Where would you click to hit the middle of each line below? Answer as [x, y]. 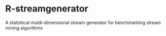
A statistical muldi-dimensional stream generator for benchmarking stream [83, 22]
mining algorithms [24, 27]
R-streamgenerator [47, 9]
